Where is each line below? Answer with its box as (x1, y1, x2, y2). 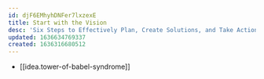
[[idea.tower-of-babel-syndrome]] (19, 62, 131, 71)
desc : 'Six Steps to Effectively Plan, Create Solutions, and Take (8, 26, 234, 34)
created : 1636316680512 (8, 41, 86, 48)
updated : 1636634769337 (8, 33, 86, 41)
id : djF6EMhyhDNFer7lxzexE (8, 11, 97, 20)
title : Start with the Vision (8, 19, 108, 27)
